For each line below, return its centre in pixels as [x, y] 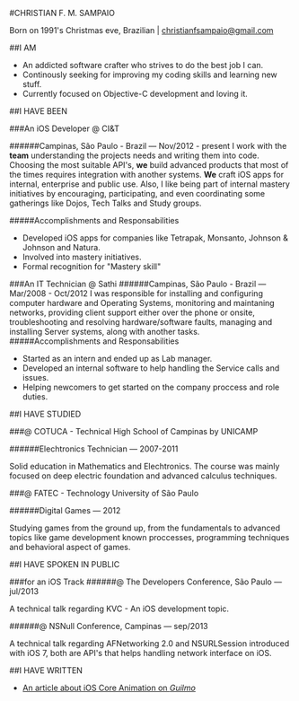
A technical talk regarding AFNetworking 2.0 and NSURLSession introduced [149, 644]
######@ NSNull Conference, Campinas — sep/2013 [109, 626]
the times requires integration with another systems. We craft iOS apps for [147, 175]
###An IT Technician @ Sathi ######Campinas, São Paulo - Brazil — [138, 284]
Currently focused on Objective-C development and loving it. [135, 94]
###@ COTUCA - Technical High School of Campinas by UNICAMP [134, 431]
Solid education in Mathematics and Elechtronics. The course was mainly [145, 466]
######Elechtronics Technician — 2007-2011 [94, 449]
